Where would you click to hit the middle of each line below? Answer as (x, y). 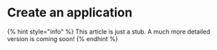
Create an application (70, 13)
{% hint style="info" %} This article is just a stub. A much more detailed (108, 32)
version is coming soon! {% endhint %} (63, 38)
